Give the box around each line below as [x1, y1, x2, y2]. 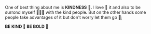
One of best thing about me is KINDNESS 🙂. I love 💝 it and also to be [5, 5, 141, 10]
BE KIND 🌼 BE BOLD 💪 [5, 24, 49, 29]
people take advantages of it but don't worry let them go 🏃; [5, 15, 123, 20]
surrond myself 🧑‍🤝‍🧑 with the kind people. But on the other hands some [5, 9, 146, 15]
